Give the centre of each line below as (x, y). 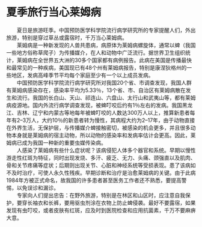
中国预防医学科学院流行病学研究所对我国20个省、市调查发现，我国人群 (105, 82)
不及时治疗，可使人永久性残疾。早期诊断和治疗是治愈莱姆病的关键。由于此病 (101, 172)
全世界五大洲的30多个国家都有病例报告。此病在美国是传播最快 (115, 60)
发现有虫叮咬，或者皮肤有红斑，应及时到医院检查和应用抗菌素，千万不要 (96, 210)
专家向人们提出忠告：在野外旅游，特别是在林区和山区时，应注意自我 (101, 195)
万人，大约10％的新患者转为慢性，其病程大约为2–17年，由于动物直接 (111, 120)
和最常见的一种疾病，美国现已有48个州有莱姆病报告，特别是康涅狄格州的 (96, 67)
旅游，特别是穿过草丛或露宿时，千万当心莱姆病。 (67, 37)
